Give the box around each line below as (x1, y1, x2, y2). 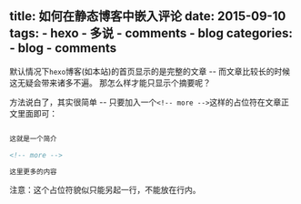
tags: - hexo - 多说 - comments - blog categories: (9, 25, 293, 41)
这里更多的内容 (9, 167, 57, 176)
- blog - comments (9, 40, 117, 56)
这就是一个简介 (9, 134, 57, 143)
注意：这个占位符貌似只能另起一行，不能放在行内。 (9, 185, 201, 196)
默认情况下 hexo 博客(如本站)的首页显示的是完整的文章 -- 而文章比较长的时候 (9, 66, 291, 76)
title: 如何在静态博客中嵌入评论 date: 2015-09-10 (9, 8, 286, 25)
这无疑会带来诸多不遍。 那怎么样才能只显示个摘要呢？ (9, 76, 211, 88)
